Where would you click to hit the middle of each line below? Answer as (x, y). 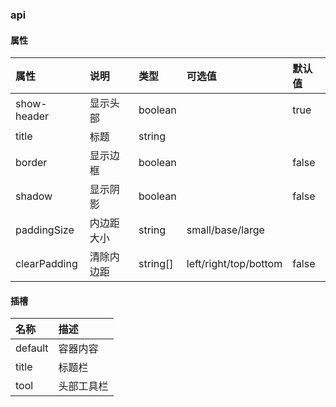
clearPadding (46, 264)
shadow (34, 196)
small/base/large (225, 230)
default (32, 348)
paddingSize (45, 230)
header (32, 116)
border (31, 163)
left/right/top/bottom (234, 264)
